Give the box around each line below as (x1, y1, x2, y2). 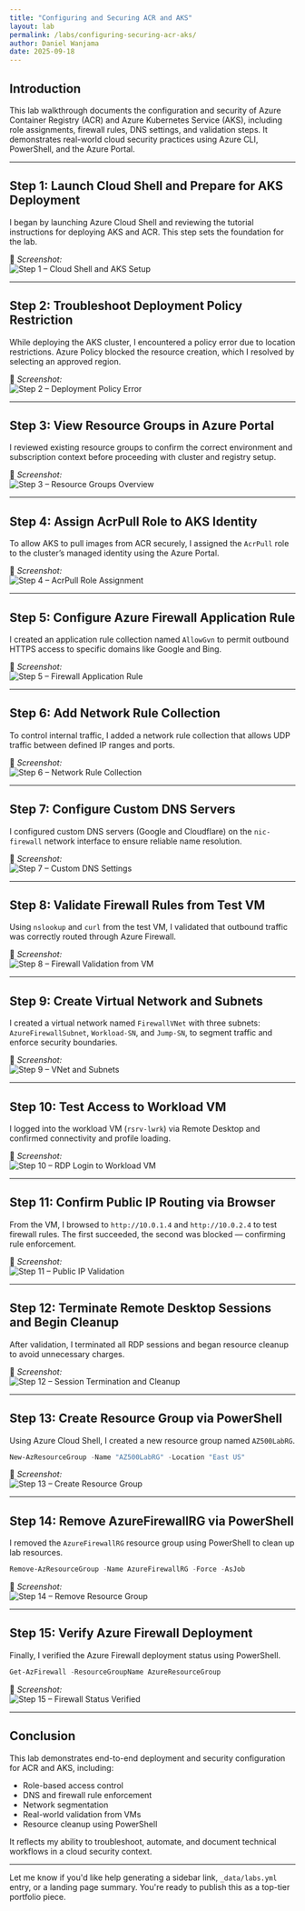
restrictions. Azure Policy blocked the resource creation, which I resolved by (9, 346, 295, 357)
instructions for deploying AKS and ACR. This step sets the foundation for (9, 226, 284, 237)
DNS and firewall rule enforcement (22, 1789, 152, 1800)
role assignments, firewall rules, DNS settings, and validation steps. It (9, 124, 268, 135)
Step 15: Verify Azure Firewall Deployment (9, 1626, 253, 1641)
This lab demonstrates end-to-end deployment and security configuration (9, 1752, 286, 1764)
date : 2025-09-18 (9, 47, 75, 56)
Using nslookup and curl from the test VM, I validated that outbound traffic (9, 922, 289, 933)
